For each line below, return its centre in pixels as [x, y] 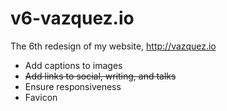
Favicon [41, 97]
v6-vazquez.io [72, 18]
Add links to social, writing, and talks [100, 76]
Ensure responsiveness [73, 86]
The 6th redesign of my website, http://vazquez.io [113, 46]
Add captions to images [73, 65]
